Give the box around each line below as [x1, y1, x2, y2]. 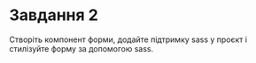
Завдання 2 [9, 5, 99, 25]
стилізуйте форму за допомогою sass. [9, 43, 154, 53]
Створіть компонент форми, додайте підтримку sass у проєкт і [9, 34, 248, 45]
